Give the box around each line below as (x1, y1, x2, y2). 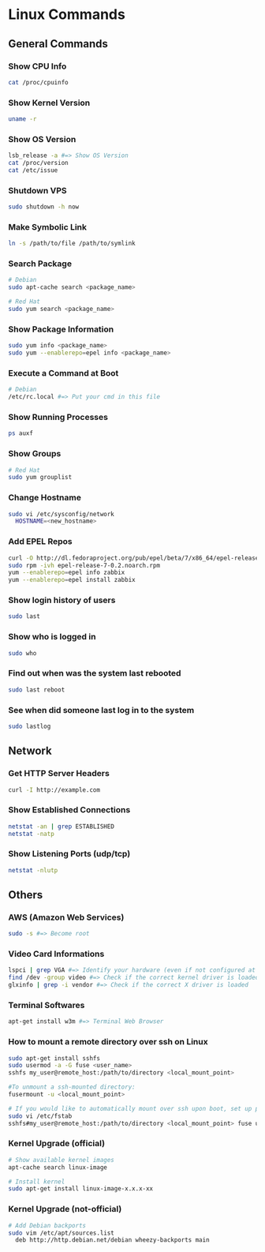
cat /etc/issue (8, 166, 58, 174)
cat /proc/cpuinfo (8, 78, 69, 86)
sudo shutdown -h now (8, 203, 80, 211)
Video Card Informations (8, 949, 105, 960)
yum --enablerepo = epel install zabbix (8, 576, 136, 584)
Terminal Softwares (8, 1000, 85, 1011)
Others (8, 888, 43, 902)
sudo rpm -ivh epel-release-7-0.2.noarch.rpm (8, 561, 160, 569)
